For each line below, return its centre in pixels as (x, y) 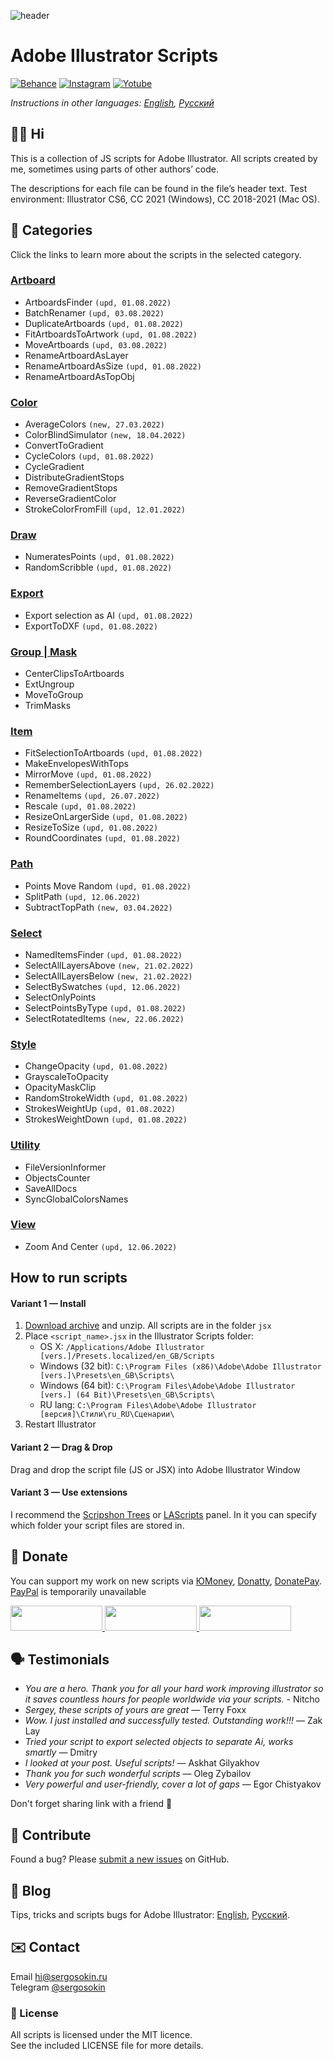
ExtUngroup (49, 684)
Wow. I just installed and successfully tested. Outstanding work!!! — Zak (173, 1721)
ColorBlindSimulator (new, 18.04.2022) (105, 435)
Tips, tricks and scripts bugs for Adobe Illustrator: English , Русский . (150, 1915)
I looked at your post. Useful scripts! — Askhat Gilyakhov (142, 1763)
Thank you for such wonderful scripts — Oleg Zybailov (138, 1774)
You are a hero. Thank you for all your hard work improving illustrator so (174, 1689)
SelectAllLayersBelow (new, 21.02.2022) (108, 976)
